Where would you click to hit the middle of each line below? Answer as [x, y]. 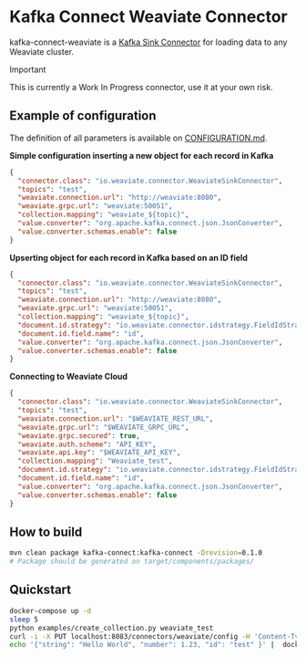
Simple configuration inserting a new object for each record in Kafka [142, 155]
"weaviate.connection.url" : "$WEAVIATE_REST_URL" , [116, 418]
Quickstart [41, 590]
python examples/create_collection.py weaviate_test [112, 628]
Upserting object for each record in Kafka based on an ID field [129, 257]
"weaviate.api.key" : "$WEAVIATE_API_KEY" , [99, 453]
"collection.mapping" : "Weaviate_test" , [95, 461]
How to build [46, 532]
